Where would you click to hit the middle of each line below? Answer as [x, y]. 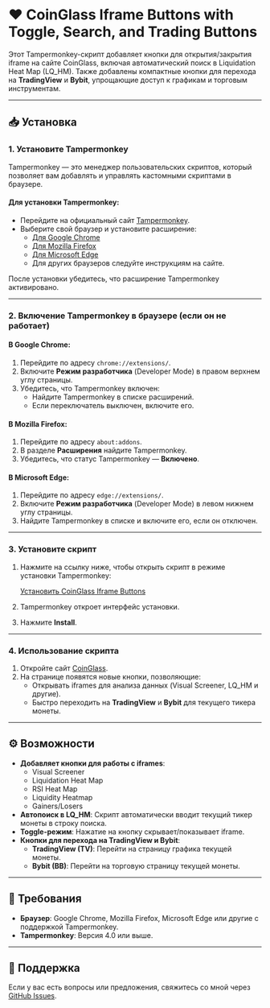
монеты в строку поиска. [63, 823]
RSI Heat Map [55, 789]
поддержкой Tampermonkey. [69, 927]
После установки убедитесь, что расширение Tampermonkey [114, 279]
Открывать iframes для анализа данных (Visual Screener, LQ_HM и [145, 685]
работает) [29, 325]
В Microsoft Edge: [39, 477]
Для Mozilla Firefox [64, 246]
